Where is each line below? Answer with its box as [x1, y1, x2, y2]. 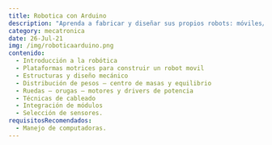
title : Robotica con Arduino [8, 11, 107, 20]
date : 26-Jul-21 [8, 34, 63, 43]
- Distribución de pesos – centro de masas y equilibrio [15, 79, 212, 87]
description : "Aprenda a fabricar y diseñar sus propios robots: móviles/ [8, 19, 266, 27]
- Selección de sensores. [15, 110, 104, 118]
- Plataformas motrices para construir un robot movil [15, 64, 205, 72]
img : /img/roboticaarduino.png [8, 42, 114, 50]
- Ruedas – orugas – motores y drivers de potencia [15, 86, 194, 95]
